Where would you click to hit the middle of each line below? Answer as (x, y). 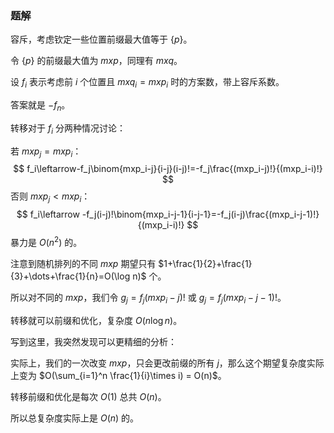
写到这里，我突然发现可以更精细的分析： (93, 341)
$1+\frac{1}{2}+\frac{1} (205, 263)
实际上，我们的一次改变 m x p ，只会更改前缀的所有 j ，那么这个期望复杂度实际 (167, 363)
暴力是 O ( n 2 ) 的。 (46, 241)
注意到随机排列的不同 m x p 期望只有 (83, 263)
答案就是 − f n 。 (40, 106)
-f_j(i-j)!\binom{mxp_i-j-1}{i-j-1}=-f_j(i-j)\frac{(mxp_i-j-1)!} (200, 214)
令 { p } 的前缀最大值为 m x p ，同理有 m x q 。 (96, 61)
